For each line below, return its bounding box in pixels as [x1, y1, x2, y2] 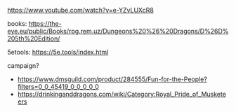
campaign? [7, 62, 40, 69]
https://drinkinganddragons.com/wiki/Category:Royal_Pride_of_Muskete [17, 90, 227, 98]
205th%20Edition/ [7, 34, 60, 43]
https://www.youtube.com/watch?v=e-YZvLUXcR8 [7, 6, 155, 14]
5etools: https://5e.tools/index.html [7, 48, 109, 56]
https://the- [28, 20, 62, 27]
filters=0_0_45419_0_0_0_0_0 [17, 83, 100, 90]
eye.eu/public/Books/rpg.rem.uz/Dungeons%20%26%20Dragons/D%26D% [7, 27, 229, 35]
